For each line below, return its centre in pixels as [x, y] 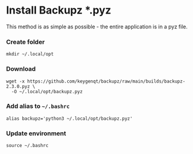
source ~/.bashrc [27, 146]
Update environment [36, 133]
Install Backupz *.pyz [59, 10]
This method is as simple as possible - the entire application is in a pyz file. [97, 27]
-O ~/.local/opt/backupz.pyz [47, 91]
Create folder [26, 42]
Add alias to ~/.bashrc [38, 106]
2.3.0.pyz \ [21, 86]
